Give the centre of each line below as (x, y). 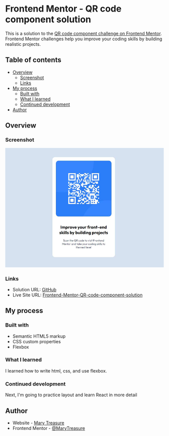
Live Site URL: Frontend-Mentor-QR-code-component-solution (77, 295)
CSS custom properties (37, 341)
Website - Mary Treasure (38, 423)
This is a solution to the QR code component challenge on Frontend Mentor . (83, 33)
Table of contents (33, 60)
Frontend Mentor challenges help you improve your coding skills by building (84, 39)
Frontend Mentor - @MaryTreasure (49, 428)
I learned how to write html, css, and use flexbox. (56, 370)
